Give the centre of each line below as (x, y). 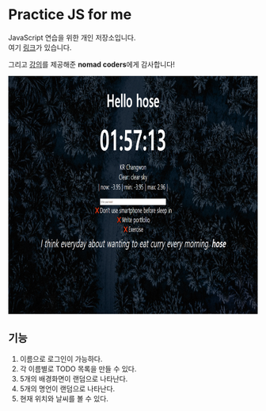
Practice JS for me (70, 15)
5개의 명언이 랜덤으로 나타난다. (67, 388)
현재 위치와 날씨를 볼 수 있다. (64, 398)
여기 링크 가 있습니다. (40, 47)
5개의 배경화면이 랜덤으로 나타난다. (74, 378)
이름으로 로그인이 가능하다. (61, 359)
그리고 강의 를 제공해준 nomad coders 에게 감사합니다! (92, 64)
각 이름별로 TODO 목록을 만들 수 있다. (78, 369)
